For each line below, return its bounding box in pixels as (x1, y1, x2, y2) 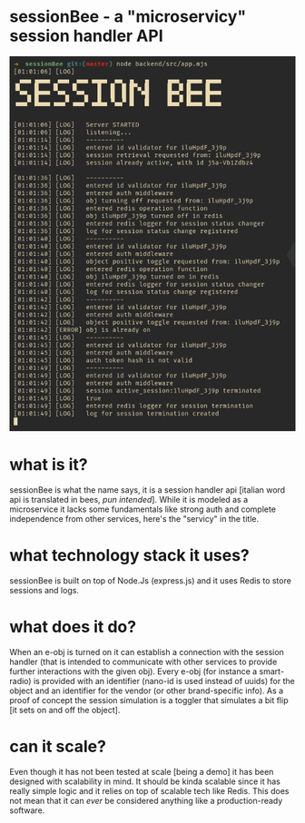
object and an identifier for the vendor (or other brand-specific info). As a (9, 685, 284, 696)
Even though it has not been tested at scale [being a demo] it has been (9, 766, 274, 777)
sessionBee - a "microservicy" (9, 6, 247, 27)
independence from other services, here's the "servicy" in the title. (9, 513, 260, 524)
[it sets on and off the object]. (9, 704, 121, 715)
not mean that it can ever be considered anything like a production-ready (9, 795, 283, 806)
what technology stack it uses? (9, 545, 250, 566)
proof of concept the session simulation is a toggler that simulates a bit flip (9, 694, 289, 705)
